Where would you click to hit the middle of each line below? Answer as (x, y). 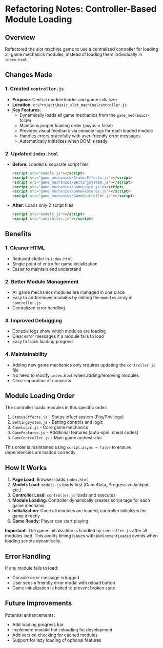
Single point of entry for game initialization (55, 264)
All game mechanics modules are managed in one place (68, 292)
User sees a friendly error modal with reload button (64, 583)
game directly (26, 516)
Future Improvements (39, 603)
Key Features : (26, 110)
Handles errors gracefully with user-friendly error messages (80, 136)
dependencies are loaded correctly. (41, 453)
